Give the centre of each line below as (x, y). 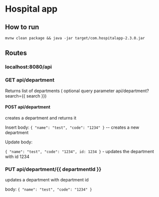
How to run (22, 27)
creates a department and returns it (41, 118)
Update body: (19, 142)
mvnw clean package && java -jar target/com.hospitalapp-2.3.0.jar (75, 38)
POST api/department (28, 107)
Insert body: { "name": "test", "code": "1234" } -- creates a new (72, 127)
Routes (16, 53)
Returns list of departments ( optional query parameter (60, 91)
